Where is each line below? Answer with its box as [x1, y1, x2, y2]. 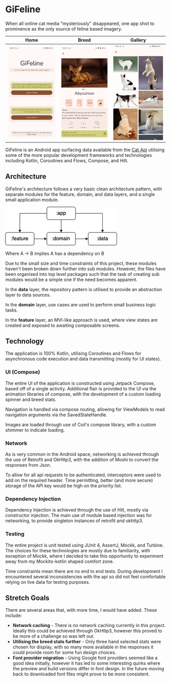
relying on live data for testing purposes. [5, 579, 91, 585]
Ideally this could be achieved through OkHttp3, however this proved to [12, 628, 162, 634]
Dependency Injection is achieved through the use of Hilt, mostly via [5, 507, 149, 513]
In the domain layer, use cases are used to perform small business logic [5, 301, 156, 307]
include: [5, 612, 22, 619]
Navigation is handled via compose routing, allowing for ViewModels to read [5, 406, 165, 412]
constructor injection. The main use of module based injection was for [5, 513, 152, 519]
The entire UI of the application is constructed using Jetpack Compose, [5, 380, 155, 386]
